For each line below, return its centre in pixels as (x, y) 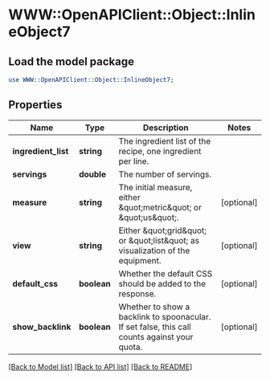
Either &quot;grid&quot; (163, 230)
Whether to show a (154, 307)
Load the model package (72, 61)
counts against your (156, 336)
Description (166, 128)
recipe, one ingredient (160, 151)
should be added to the (162, 283)
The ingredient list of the (165, 141)
